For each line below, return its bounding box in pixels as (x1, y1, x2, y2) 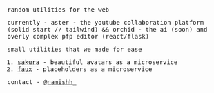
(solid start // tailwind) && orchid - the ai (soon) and (7, 25, 208, 33)
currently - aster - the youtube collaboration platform (7, 19, 204, 26)
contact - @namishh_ (7, 79, 77, 85)
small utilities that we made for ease (7, 45, 142, 53)
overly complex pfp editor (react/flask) (7, 32, 150, 40)
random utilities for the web (7, 6, 110, 13)
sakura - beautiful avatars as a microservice (17, 59, 178, 66)
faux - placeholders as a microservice (17, 65, 153, 73)
